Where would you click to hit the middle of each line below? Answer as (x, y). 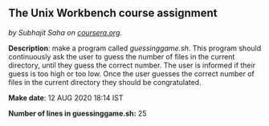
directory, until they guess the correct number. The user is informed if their (132, 65)
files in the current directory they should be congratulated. (105, 82)
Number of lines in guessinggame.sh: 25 (77, 113)
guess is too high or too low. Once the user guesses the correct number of (132, 73)
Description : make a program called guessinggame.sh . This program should (135, 48)
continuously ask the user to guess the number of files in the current (122, 56)
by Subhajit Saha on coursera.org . (65, 32)
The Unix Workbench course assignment (113, 13)
